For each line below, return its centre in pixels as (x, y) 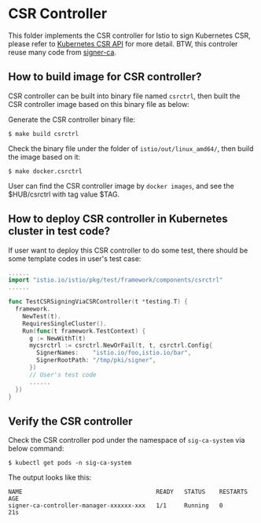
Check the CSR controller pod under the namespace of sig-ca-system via (127, 440)
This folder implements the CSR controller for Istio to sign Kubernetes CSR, (129, 35)
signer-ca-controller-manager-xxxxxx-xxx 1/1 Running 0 (116, 506)
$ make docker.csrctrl (45, 171)
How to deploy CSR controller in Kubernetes (118, 219)
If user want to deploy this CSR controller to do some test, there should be (128, 250)
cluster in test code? (59, 232)
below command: (36, 448)
